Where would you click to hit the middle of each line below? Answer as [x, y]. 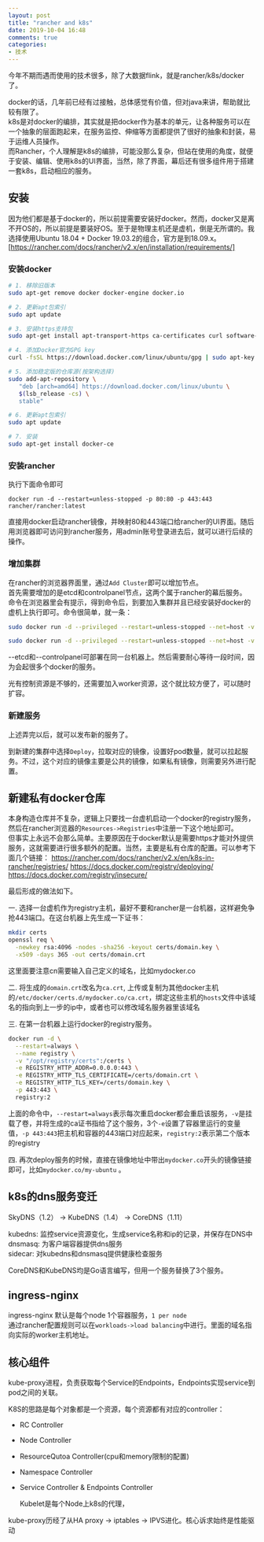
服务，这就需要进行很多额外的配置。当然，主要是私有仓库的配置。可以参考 [128, 848]
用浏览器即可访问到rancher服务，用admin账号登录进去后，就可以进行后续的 [130, 531]
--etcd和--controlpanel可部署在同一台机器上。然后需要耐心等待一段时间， [128, 657]
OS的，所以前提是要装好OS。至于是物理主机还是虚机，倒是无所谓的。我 [138, 228]
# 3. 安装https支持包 [40, 329]
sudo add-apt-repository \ [52, 379]
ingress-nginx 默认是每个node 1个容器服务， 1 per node [97, 1315]
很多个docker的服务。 [64, 667]
